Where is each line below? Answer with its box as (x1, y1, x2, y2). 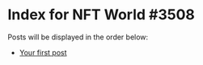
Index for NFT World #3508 (7, 6, 196, 24)
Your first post (19, 47, 67, 57)
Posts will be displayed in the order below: (7, 32, 149, 42)
